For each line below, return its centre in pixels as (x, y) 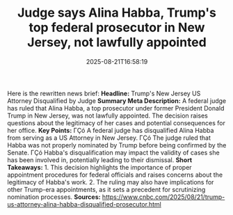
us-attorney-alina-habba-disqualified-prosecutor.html (84, 204)
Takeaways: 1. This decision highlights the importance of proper (100, 167)
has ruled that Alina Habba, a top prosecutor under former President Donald (116, 108)
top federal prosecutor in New (117, 27)
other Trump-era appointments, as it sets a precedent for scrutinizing (106, 189)
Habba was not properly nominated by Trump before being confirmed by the (117, 145)
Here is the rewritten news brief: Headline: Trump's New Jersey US (104, 93)
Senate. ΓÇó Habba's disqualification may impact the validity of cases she (114, 152)
